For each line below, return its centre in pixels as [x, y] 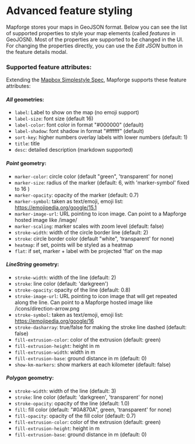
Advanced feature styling [69, 11]
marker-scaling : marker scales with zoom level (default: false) [89, 226]
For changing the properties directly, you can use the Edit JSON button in [94, 46]
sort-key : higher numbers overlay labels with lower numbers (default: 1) [101, 137]
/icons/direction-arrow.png [47, 308]
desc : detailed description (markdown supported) [74, 150]
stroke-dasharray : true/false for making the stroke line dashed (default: [100, 327]
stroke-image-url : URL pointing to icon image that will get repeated [96, 296]
